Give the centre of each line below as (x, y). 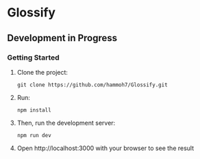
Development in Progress (62, 38)
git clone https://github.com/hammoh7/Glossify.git (92, 85)
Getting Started (33, 58)
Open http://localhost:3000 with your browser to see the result (105, 148)
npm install (34, 110)
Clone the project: (42, 72)
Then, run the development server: (66, 123)
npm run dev (34, 135)
